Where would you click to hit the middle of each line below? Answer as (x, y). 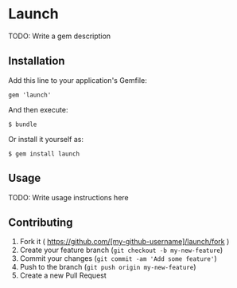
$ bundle (23, 124)
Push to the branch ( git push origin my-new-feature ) (108, 267)
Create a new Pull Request (63, 275)
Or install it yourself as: (46, 139)
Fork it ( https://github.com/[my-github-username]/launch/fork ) (124, 242)
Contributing (41, 222)
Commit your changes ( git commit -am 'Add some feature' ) (118, 258)
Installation (37, 61)
